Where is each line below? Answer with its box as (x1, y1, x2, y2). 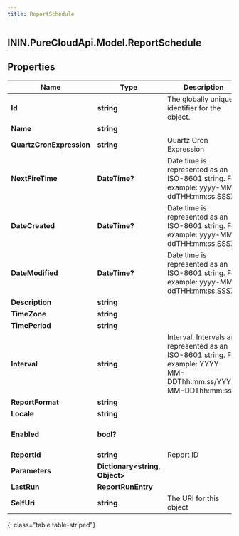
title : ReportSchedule (7, 10, 75, 18)
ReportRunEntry (97, 482, 153, 492)
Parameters (11, 465, 51, 475)
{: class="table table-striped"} (7, 520, 96, 529)
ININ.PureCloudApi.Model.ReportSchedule (7, 37, 201, 49)
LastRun (11, 482, 40, 492)
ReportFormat (11, 397, 59, 407)
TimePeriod (11, 320, 51, 330)
